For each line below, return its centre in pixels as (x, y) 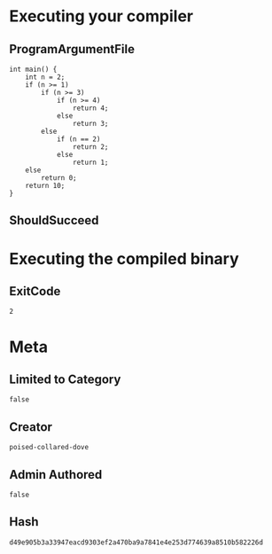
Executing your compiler (101, 16)
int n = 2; (45, 77)
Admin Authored (56, 475)
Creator (31, 427)
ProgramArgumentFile (72, 49)
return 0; (59, 178)
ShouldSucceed (54, 220)
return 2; (90, 147)
